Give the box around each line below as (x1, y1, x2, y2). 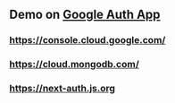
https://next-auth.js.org (9, 82, 116, 95)
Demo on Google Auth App (9, 7, 161, 22)
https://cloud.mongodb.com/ (9, 58, 140, 71)
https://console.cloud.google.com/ (9, 34, 166, 47)
